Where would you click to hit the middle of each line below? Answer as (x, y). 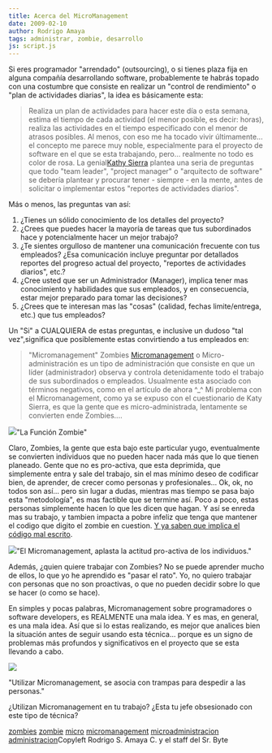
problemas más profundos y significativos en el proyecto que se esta (124, 643)
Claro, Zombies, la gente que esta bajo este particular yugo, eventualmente (134, 448)
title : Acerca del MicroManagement (69, 16)
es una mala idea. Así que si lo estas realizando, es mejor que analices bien (134, 625)
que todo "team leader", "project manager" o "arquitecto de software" (145, 171)
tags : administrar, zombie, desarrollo (76, 39)
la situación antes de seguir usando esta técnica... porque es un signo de (131, 634)
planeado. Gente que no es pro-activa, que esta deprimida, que (114, 465)
